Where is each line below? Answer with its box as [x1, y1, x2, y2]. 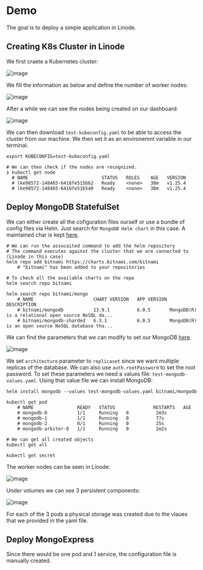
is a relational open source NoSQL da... [6, 312, 113, 318]
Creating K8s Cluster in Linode [6, 41, 125, 52]
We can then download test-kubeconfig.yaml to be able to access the [6, 129, 182, 136]
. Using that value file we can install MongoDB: [36, 376, 153, 384]
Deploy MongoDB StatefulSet [6, 202, 120, 212]
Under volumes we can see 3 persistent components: [6, 486, 140, 494]
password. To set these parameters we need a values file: [6, 370, 151, 377]
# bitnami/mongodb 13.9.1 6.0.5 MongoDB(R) [17, 307, 198, 313]
